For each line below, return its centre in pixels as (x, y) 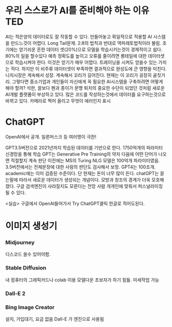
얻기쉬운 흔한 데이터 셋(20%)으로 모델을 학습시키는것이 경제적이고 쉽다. (91, 49)
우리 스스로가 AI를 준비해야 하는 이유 (78, 11)
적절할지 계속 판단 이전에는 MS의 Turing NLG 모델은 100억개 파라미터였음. (85, 160)
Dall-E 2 (15, 293)
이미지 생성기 (31, 226)
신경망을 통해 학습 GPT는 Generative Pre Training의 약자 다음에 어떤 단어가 (81, 154)
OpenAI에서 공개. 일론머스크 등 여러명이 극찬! (51, 137)
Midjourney (20, 242)
